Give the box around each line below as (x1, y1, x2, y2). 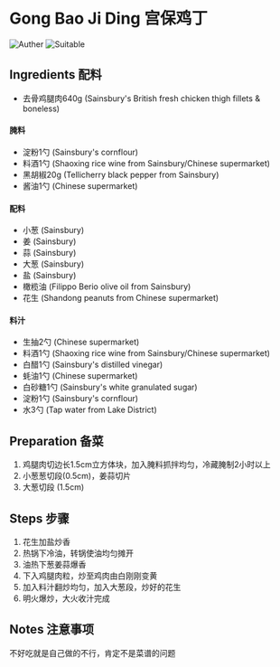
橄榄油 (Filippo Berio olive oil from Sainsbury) (22, 281, 191, 292)
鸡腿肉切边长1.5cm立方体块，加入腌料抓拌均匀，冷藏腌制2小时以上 (22, 459, 271, 470)
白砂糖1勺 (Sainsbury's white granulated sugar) (22, 381, 198, 393)
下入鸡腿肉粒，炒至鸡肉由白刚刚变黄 (22, 570, 158, 581)
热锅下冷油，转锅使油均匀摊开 (22, 548, 134, 559)
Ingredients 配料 (9, 67, 102, 82)
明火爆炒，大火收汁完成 (22, 593, 110, 604)
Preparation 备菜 (9, 433, 104, 448)
